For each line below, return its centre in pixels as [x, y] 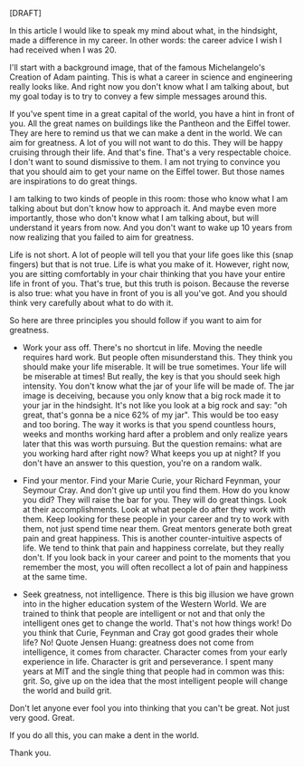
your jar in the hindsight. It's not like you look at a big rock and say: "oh [155, 405]
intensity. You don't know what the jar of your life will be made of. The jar [158, 386]
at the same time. [55, 577]
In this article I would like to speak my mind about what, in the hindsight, [143, 30]
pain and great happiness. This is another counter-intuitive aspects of [152, 538]
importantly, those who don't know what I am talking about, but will [134, 218]
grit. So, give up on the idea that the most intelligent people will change [155, 681]
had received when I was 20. [63, 50]
